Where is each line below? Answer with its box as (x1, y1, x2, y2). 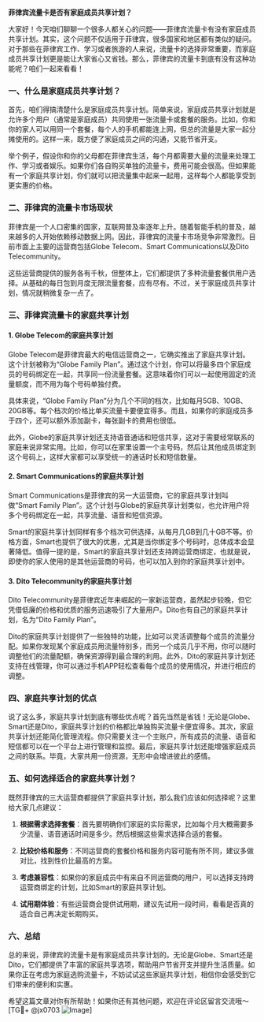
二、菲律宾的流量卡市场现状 (8, 203, 113, 214)
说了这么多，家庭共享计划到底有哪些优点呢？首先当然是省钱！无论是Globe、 (8, 712, 255, 722)
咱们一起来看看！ (28, 64, 84, 73)
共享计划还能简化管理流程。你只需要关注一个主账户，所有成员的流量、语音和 (8, 732, 256, 741)
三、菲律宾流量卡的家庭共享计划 (8, 309, 130, 320)
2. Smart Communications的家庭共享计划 (8, 472, 144, 481)
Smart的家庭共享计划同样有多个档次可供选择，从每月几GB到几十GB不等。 (8, 527, 247, 536)
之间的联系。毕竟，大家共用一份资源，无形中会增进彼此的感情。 (8, 752, 214, 761)
